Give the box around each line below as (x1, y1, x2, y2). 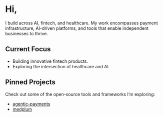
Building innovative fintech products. (12, 58, 88, 64)
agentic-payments (12, 101, 50, 107)
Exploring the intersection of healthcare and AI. (12, 63, 110, 69)
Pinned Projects (5, 78, 56, 87)
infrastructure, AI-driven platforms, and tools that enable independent (5, 25, 149, 31)
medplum (12, 106, 32, 112)
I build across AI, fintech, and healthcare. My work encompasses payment (5, 20, 158, 26)
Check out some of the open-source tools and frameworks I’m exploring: (5, 91, 155, 97)
